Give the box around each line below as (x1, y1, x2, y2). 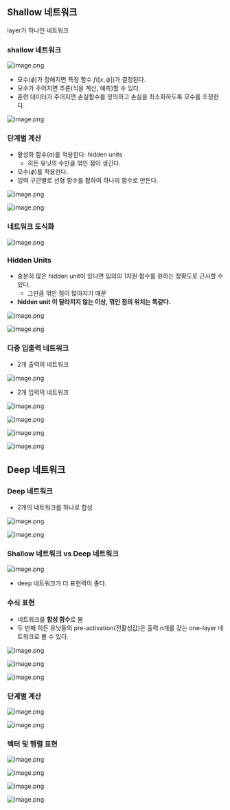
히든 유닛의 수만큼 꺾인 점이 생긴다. (27, 159, 122, 168)
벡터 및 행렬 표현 (7, 739, 58, 749)
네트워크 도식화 (7, 222, 55, 232)
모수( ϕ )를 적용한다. (16, 168, 69, 176)
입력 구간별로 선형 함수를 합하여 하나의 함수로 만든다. (16, 176, 159, 185)
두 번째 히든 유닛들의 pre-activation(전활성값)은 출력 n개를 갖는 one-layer (16, 623, 217, 632)
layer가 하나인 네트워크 (7, 26, 69, 34)
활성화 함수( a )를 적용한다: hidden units (16, 150, 123, 159)
